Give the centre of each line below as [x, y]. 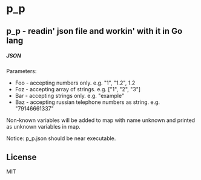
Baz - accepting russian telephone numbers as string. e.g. [87, 102]
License [21, 157]
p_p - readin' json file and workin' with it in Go [94, 31]
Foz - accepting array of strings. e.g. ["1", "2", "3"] [78, 89]
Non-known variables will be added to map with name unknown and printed [101, 120]
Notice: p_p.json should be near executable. [61, 138]
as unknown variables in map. [43, 126]
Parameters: [21, 71]
